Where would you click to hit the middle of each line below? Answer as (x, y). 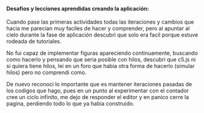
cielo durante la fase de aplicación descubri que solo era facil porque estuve (102, 35)
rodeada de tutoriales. (34, 41)
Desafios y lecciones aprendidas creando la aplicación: (78, 9)
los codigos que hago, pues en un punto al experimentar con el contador (98, 91)
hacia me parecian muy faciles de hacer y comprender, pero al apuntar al (98, 29)
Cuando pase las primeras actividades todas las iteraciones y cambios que (100, 22)
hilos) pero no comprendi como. (47, 72)
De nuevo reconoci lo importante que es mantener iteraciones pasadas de (99, 84)
